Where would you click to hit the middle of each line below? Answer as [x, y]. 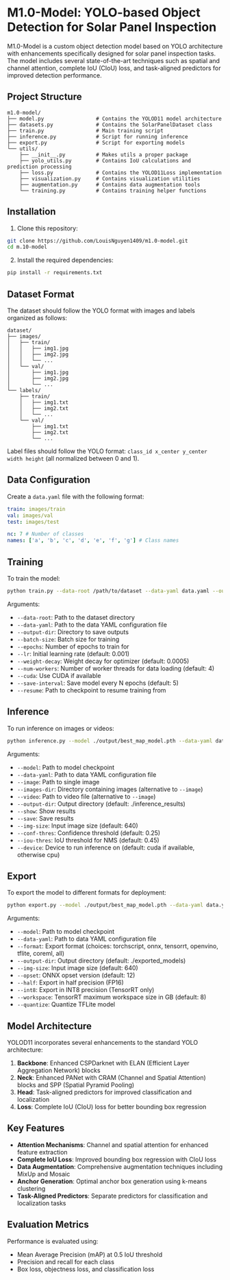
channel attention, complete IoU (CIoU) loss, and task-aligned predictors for [114, 68]
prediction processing [39, 167]
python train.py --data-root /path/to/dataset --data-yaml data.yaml [108, 591]
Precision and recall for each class [66, 1261]
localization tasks [41, 1203]
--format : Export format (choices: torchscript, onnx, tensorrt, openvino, [118, 946]
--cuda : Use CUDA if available [59, 675]
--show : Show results [46, 811]
